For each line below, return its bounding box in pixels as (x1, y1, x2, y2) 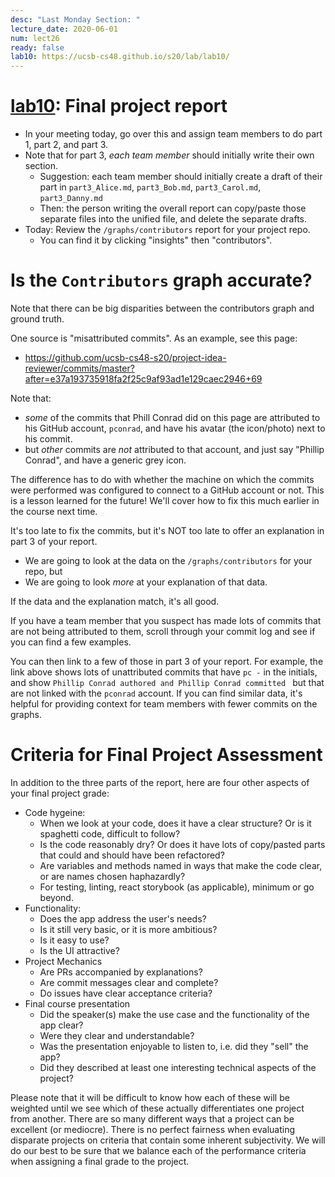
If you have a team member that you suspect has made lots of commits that (10, 615, 322, 626)
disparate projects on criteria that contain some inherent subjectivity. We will (10, 1134, 326, 1146)
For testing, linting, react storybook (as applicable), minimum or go (39, 881, 315, 893)
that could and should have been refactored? (39, 849, 225, 861)
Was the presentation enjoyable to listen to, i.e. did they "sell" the (39, 1040, 309, 1052)
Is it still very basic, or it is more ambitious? (39, 923, 218, 935)
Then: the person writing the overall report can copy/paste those (39, 202, 307, 215)
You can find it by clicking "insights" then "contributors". (39, 234, 273, 246)
